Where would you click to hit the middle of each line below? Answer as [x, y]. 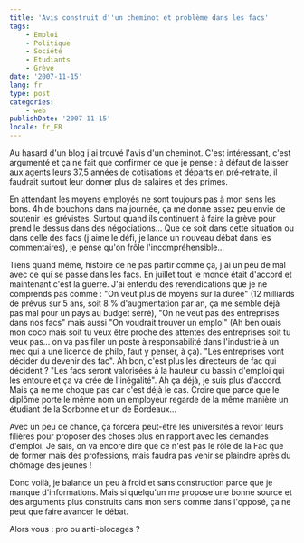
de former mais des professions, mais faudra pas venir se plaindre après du [150, 455]
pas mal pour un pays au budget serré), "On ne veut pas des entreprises [144, 313]
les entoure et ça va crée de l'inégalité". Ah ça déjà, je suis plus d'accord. [146, 380]
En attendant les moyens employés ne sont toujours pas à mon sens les [142, 199]
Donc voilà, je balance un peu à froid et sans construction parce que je [141, 482]
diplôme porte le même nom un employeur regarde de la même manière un [149, 400]
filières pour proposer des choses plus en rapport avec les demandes [139, 436]
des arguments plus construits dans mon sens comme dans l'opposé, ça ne [150, 502]
